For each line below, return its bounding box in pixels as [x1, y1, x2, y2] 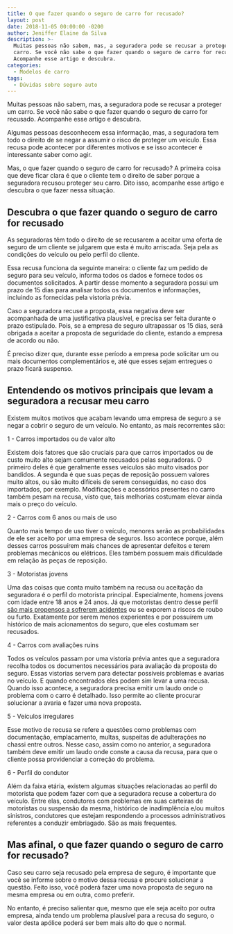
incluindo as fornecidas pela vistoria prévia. [7, 293, 132, 302]
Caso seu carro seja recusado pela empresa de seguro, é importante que [7, 868, 216, 876]
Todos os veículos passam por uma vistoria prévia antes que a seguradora [7, 654, 220, 662]
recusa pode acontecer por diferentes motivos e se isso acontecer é [7, 143, 202, 151]
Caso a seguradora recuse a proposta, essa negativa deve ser [7, 307, 185, 315]
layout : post [7, 17, 45, 24]
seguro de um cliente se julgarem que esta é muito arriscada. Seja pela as [7, 243, 218, 251]
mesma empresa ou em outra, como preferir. [7, 890, 135, 899]
